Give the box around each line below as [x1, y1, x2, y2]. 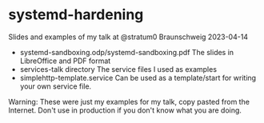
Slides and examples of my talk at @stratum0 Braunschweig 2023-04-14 [8, 32, 249, 42]
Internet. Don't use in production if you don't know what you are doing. [8, 105, 242, 115]
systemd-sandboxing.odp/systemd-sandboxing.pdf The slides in [19, 47, 234, 57]
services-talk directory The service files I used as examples [19, 64, 218, 73]
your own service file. [19, 81, 92, 91]
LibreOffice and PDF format [19, 56, 111, 65]
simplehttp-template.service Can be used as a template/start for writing [19, 73, 257, 82]
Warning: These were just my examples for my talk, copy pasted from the [8, 97, 250, 106]
